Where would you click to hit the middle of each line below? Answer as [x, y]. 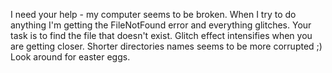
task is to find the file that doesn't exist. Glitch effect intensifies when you [161, 35]
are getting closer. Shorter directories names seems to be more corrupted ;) [166, 46]
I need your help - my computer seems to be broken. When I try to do [153, 14]
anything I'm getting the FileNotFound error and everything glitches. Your [161, 25]
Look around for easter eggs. [70, 57]
